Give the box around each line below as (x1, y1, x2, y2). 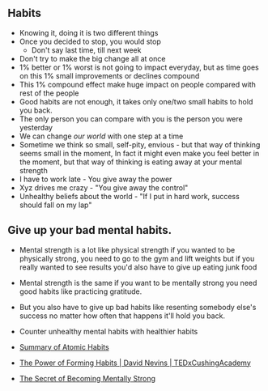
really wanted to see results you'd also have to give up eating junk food (19, 262, 257, 272)
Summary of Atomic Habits (19, 342, 110, 351)
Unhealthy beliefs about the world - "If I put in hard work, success (19, 191, 240, 201)
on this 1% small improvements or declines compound (19, 70, 200, 80)
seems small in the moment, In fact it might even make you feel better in (19, 148, 260, 158)
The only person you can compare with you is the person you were (19, 113, 244, 124)
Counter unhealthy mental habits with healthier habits (19, 326, 198, 336)
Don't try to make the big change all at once (19, 53, 166, 63)
